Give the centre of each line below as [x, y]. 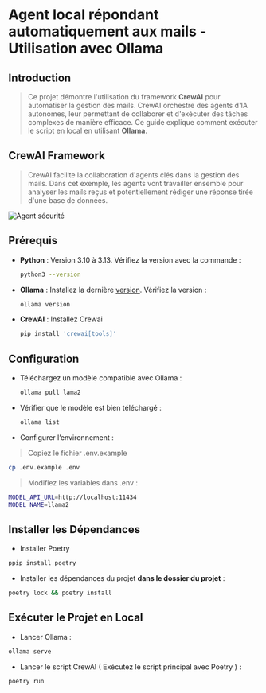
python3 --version [50, 274]
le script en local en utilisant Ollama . [87, 130]
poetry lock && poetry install [60, 593]
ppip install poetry [43, 563]
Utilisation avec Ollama [86, 49]
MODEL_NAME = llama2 [39, 504]
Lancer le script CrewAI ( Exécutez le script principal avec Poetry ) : [130, 667]
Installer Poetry [45, 549]
